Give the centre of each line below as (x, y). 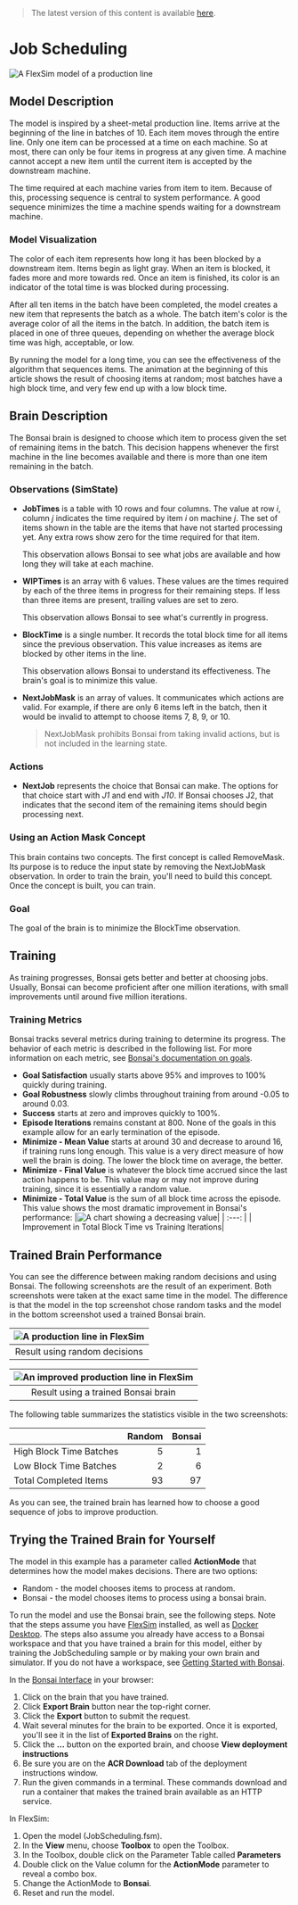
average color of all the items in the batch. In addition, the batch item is (139, 324)
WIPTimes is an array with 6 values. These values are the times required (155, 581)
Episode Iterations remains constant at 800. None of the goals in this (149, 1122)
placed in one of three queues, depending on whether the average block (142, 333)
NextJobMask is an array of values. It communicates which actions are (153, 698)
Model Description (61, 102)
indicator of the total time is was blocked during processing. (119, 287)
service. (37, 1801)
